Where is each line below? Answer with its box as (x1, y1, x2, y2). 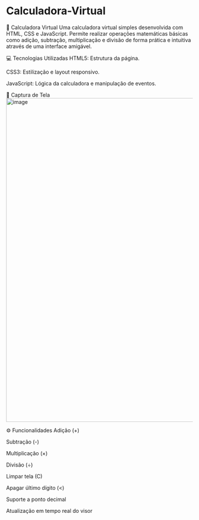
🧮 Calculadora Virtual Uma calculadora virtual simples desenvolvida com (6, 24, 184, 31)
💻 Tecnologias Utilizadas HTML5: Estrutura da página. (6, 55, 140, 62)
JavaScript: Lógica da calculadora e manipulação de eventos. (6, 80, 156, 87)
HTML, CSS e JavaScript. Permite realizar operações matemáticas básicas (6, 30, 188, 37)
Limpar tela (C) (6, 473, 43, 480)
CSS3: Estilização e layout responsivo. (6, 68, 99, 75)
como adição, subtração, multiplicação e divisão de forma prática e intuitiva (6, 36, 191, 43)
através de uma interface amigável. (6, 43, 92, 50)
